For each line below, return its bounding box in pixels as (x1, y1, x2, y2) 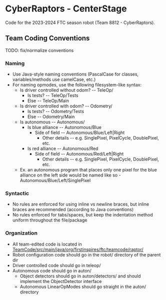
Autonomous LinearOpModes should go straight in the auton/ (19, 283, 146, 289)
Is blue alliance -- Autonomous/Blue (27, 124, 101, 130)
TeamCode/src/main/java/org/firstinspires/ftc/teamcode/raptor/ (12, 246, 143, 252)
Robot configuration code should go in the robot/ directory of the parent (12, 251, 161, 257)
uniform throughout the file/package (12, 217, 87, 223)
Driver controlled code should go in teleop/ (12, 262, 101, 268)
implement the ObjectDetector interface (19, 278, 102, 284)
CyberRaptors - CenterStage (5, 3, 127, 14)
